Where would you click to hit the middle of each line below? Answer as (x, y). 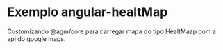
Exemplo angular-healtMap (88, 12)
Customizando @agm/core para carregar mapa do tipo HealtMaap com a (112, 31)
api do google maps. (36, 38)
